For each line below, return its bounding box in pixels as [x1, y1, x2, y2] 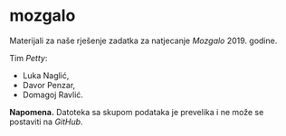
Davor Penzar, [22, 79, 76, 90]
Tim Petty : [9, 52, 48, 63]
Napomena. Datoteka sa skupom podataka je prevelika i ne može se [9, 106, 264, 117]
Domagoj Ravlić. [22, 89, 84, 100]
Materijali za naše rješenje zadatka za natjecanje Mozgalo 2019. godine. [9, 35, 278, 46]
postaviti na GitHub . [9, 116, 83, 127]
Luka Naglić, [22, 69, 70, 81]
